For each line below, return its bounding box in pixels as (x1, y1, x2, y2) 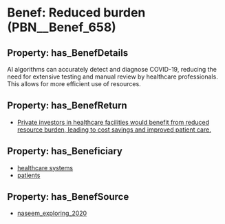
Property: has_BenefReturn (7, 100, 127, 112)
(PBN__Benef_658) (7, 19, 117, 35)
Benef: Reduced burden (7, 5, 146, 21)
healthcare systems (17, 163, 74, 172)
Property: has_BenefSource (7, 191, 129, 203)
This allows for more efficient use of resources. (7, 80, 141, 88)
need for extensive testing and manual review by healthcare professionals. (7, 72, 218, 81)
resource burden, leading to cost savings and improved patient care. (17, 125, 211, 134)
